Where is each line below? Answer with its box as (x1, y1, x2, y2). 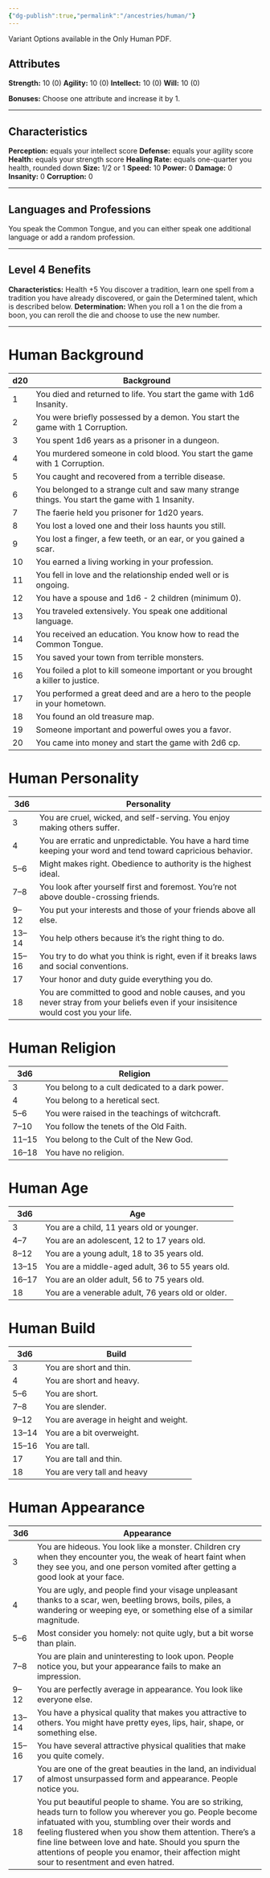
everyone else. (37, 1693, 93, 1704)
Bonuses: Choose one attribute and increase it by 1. (8, 94, 181, 104)
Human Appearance (8, 1498, 145, 1516)
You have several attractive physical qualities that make (37, 1740, 247, 1751)
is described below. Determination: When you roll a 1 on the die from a (8, 301, 243, 311)
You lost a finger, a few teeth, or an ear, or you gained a (35, 533, 245, 544)
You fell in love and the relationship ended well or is (35, 569, 229, 580)
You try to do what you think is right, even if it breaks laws (39, 950, 257, 961)
